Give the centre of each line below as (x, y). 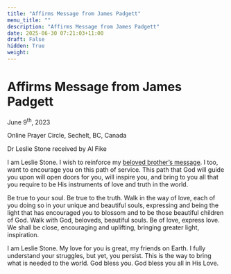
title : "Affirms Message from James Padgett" (74, 14)
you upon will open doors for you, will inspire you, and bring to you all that (113, 177)
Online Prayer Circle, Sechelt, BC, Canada (67, 136)
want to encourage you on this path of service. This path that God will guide (116, 170)
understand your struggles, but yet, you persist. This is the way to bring (109, 256)
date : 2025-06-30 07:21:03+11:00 (55, 33)
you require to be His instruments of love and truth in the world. (98, 184)
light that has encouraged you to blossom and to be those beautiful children (115, 213)
